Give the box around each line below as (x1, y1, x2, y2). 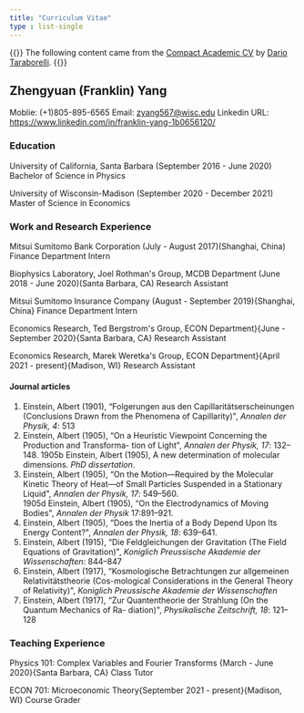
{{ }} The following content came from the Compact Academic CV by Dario (9, 46, 289, 57)
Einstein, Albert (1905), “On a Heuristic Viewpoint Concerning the (22, 430, 268, 441)
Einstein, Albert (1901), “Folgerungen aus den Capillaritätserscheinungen (22, 401, 295, 412)
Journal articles (9, 380, 71, 392)
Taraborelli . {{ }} (9, 57, 68, 67)
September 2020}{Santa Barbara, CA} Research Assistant (9, 332, 227, 343)
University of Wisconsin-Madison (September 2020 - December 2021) (9, 188, 274, 199)
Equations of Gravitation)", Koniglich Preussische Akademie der (22, 546, 261, 557)
